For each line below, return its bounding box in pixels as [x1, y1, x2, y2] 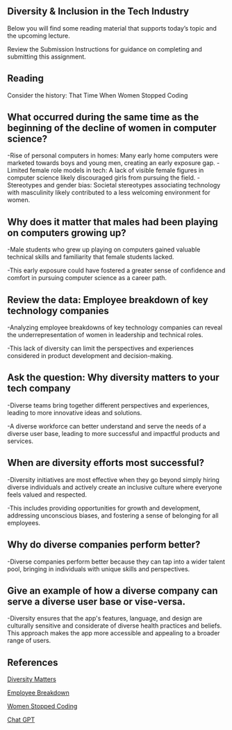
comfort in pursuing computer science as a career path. [7, 274, 167, 282]
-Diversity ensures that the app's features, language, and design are [7, 614, 203, 623]
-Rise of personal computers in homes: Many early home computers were [7, 151, 219, 160]
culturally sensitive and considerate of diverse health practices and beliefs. [7, 621, 222, 630]
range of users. [7, 637, 51, 645]
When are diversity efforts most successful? [7, 457, 205, 469]
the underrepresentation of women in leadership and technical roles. [7, 331, 204, 339]
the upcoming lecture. [7, 31, 71, 40]
